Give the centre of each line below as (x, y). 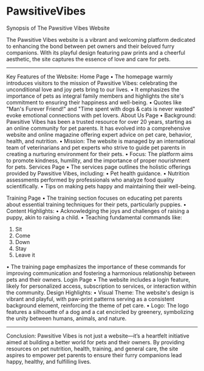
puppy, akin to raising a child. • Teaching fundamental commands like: (94, 217)
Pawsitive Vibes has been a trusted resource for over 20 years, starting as (99, 121)
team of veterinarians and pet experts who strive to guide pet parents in (96, 148)
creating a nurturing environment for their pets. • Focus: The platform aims (100, 154)
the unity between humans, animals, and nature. (66, 318)
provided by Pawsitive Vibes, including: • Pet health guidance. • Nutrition (98, 173)
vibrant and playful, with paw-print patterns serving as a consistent (90, 299)
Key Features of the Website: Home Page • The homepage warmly (90, 77)
